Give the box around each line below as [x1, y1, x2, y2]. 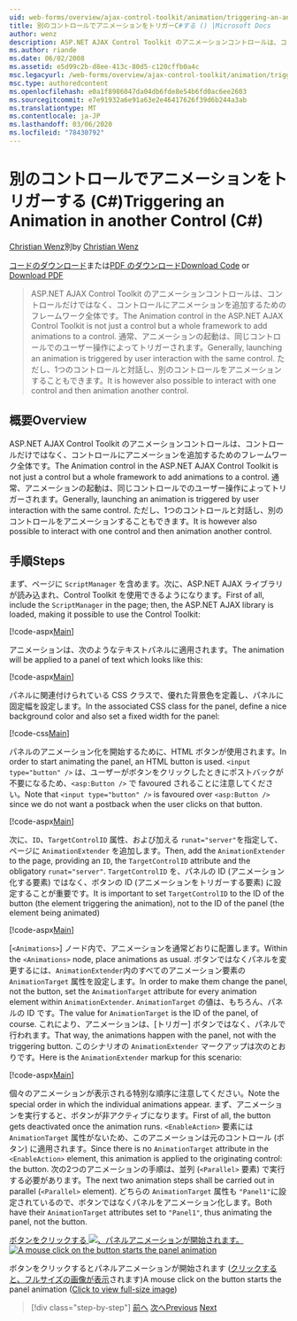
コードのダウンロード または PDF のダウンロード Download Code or [9, 260, 250, 270]
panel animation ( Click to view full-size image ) [9, 1284, 178, 1294]
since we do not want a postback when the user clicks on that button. [9, 799, 263, 810]
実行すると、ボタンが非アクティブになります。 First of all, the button [24, 1110, 271, 1121]
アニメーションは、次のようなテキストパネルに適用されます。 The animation [9, 644, 285, 656]
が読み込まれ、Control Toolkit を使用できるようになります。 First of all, [9, 590, 265, 601]
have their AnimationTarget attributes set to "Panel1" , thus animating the [9, 1207, 272, 1218]
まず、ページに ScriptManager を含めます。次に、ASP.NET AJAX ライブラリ [9, 579, 284, 589]
